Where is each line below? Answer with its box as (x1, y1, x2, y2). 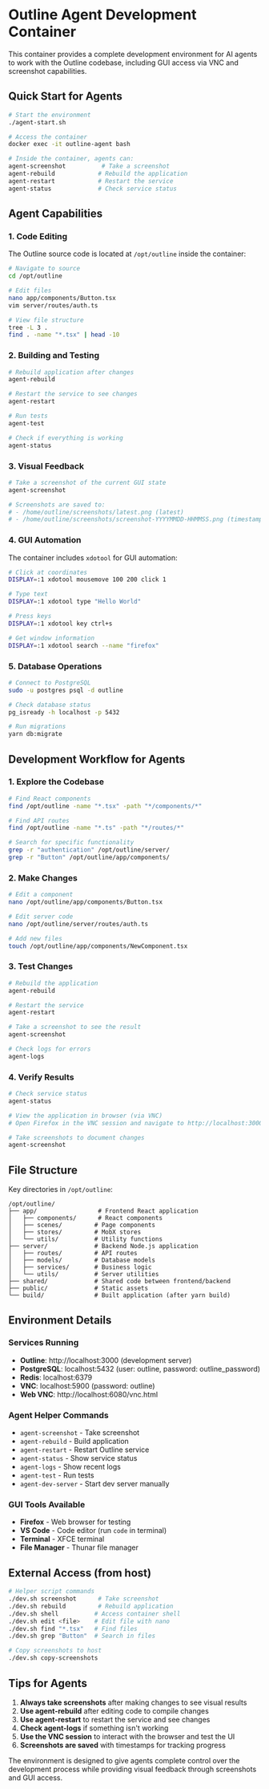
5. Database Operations (8, 661, 102, 672)
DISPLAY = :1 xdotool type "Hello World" (8, 598, 142, 606)
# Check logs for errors (8, 1045, 91, 1053)
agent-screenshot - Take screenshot (19, 1428, 140, 1437)
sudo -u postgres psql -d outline (8, 686, 124, 694)
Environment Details (8, 1313, 112, 1327)
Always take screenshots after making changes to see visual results (19, 1698, 247, 1707)
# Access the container (8, 132, 88, 141)
